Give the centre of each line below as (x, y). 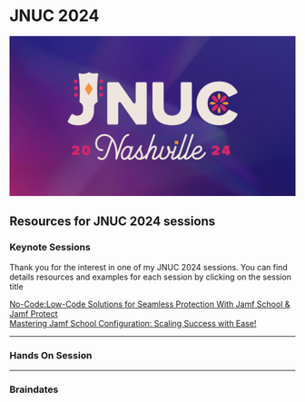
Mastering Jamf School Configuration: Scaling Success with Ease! (133, 323)
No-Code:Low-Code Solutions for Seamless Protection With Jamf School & (150, 304)
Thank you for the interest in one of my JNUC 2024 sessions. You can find (148, 267)
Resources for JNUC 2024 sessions (113, 222)
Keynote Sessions (50, 248)
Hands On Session (51, 355)
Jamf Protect (34, 313)
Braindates (34, 389)
